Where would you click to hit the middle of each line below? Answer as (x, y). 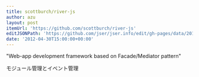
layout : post (22, 23)
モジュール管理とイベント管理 (42, 68)
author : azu (21, 17)
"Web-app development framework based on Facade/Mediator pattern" (94, 56)
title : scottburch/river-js (41, 12)
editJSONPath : (24, 34)
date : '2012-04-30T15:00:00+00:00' (50, 39)
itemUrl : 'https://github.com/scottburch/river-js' (71, 28)
